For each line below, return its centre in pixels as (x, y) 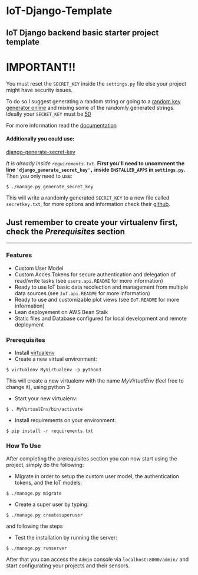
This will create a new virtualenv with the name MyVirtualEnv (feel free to (95, 381)
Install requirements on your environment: (65, 420)
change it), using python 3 (38, 387)
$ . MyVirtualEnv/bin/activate (44, 409)
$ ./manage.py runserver (37, 548)
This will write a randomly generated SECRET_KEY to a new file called (88, 197)
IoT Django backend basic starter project (82, 33)
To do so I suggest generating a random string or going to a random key (93, 101)
